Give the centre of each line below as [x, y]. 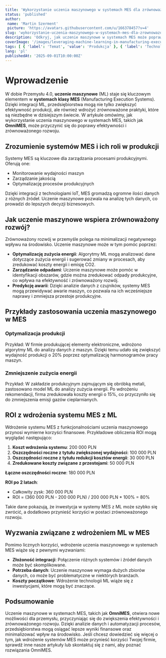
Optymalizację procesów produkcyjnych [53, 184]
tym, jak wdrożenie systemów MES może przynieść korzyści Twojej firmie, [81, 640]
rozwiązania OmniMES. [29, 650]
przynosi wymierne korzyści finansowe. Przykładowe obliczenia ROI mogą [81, 432]
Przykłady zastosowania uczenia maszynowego [81, 312]
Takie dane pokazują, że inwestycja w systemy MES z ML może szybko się [81, 506]
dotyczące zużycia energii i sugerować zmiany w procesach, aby [79, 259]
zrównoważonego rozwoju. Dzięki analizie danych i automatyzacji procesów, [83, 624]
